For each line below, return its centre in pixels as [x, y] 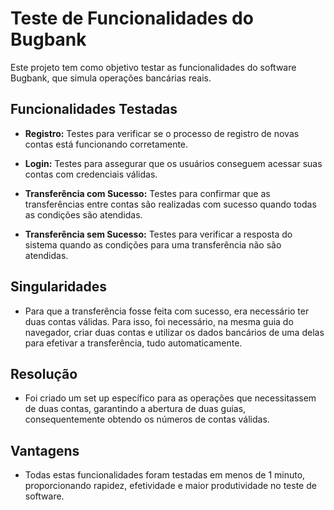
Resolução [44, 373]
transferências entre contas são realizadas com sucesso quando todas [170, 204]
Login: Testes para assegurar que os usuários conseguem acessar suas [173, 163]
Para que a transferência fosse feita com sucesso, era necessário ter [167, 311]
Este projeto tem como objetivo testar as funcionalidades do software [153, 67]
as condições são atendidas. [83, 214]
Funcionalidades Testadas [94, 109]
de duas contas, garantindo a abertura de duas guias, [135, 409]
